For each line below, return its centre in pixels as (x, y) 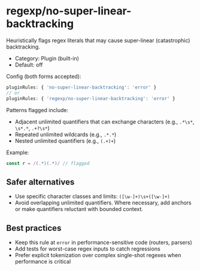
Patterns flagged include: (37, 110)
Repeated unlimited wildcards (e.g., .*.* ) (66, 134)
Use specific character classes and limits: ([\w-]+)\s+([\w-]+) (93, 197)
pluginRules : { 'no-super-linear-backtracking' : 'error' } (81, 87)
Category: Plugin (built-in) (47, 58)
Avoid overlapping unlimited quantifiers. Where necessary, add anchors (103, 203)
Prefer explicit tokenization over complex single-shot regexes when (98, 255)
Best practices (34, 228)
